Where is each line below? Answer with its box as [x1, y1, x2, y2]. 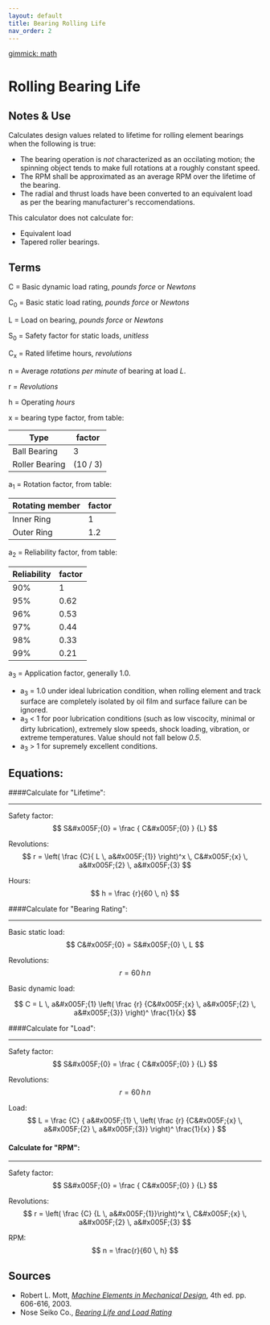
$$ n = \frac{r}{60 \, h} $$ [91, 1246, 179, 1256]
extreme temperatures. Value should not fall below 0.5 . [19, 733, 202, 742]
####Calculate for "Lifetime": [8, 787, 106, 798]
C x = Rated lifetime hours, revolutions [8, 348, 133, 359]
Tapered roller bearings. [19, 237, 100, 247]
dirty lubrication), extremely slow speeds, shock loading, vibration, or [19, 724, 250, 733]
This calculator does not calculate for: [8, 213, 134, 222]
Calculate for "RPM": [8, 1142, 80, 1153]
